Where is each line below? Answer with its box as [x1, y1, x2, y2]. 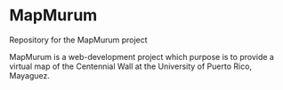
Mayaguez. [9, 70, 51, 80]
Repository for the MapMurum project [9, 34, 149, 45]
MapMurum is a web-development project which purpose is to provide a [9, 51, 274, 62]
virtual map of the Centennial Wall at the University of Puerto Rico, [9, 61, 252, 71]
